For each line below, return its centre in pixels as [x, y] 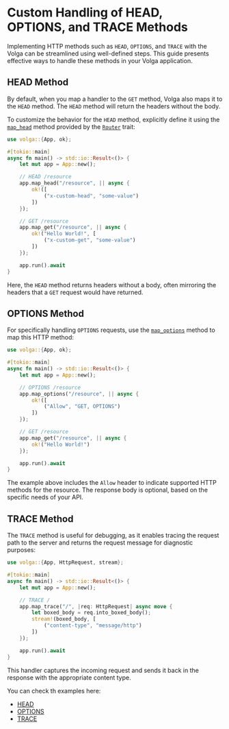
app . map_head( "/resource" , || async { [75, 183]
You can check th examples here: [54, 691]
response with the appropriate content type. [69, 678]
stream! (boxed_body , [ [64, 619]
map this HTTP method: [40, 337]
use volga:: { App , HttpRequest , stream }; [66, 563]
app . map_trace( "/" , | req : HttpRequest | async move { [96, 606]
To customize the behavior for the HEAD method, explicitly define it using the [113, 119]
